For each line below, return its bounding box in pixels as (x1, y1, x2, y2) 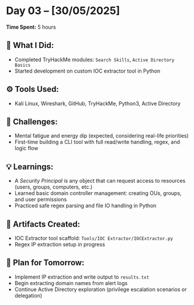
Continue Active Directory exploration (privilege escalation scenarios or (14, 286, 187, 293)
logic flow (14, 145, 39, 152)
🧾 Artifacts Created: (6, 219, 81, 229)
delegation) (14, 292, 43, 299)
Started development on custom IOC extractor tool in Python (14, 67, 161, 74)
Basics (14, 62, 31, 68)
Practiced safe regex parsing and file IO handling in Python (14, 202, 157, 209)
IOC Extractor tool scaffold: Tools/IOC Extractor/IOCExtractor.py (14, 235, 174, 241)
